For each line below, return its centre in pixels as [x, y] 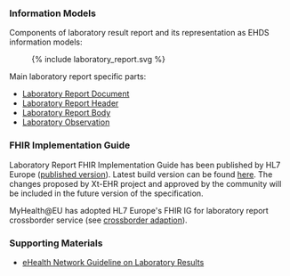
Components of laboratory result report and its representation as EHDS [139, 33]
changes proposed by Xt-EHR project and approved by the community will [145, 183]
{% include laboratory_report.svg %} [99, 60]
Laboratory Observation [66, 122]
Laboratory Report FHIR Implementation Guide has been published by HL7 [145, 165]
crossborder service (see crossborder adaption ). [99, 220]
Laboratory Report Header [70, 103]
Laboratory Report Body [66, 113]
